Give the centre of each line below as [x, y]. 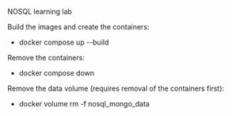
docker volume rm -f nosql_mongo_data [84, 104]
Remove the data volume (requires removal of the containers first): [116, 88]
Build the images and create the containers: [78, 27]
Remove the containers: [46, 58]
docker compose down [57, 73]
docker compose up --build [64, 42]
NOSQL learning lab [40, 12]
